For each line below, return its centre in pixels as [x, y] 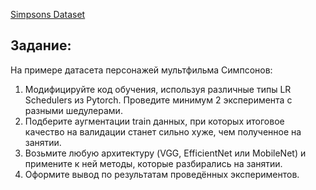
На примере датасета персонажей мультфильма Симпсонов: [141, 70]
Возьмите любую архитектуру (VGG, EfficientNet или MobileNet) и [165, 153]
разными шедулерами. [73, 110]
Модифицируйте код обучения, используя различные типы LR [158, 89]
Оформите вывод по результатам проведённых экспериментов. [162, 174]
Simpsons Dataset [48, 14]
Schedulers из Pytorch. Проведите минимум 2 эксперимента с [158, 100]
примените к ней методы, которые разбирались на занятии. [153, 163]
